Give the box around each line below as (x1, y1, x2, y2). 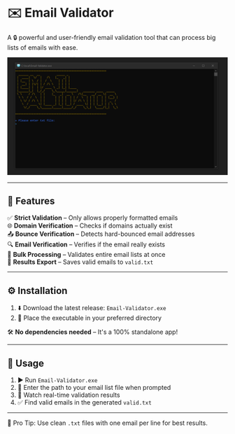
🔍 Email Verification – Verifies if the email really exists (7, 240, 166, 248)
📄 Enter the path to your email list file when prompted (17, 384, 171, 392)
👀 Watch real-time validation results (17, 391, 120, 399)
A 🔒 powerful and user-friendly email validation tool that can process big (7, 33, 216, 41)
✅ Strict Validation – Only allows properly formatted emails (7, 213, 178, 222)
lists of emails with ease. (7, 43, 78, 52)
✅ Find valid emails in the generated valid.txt (17, 398, 152, 407)
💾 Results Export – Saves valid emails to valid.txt (7, 258, 154, 266)
